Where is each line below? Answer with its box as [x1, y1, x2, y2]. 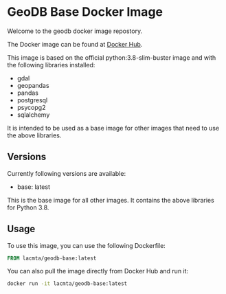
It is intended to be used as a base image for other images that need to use [7, 124, 220, 132]
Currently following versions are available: [7, 169, 126, 177]
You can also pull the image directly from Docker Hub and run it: [7, 267, 189, 275]
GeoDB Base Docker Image [7, 4, 163, 20]
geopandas [16, 81, 49, 89]
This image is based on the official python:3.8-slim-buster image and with [7, 53, 216, 62]
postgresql [16, 95, 48, 104]
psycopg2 [16, 103, 46, 111]
